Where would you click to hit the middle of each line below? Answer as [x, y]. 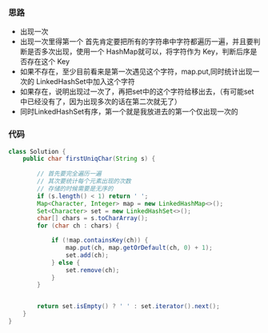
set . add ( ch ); [87, 255]
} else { [66, 263]
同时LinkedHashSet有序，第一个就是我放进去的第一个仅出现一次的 [129, 112]
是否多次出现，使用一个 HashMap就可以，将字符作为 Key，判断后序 [138, 52]
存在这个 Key [48, 62]
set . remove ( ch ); [92, 270]
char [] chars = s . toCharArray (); [93, 219]
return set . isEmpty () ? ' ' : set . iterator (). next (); [128, 307]
